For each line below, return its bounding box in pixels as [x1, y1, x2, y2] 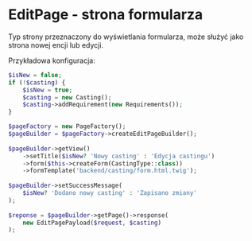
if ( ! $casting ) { [8, 78, 66, 87]
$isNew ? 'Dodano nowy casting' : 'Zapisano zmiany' [22, 189, 197, 197]
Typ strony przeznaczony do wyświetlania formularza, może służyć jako [8, 32, 244, 41]
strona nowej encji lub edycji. [8, 40, 104, 49]
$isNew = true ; [22, 86, 73, 94]
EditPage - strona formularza [8, 6, 204, 24]
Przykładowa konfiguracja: [8, 56, 95, 65]
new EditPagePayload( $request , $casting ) [22, 219, 161, 227]
